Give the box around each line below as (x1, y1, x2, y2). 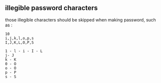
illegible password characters (5, 4, 98, 12)
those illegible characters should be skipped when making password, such (5, 17, 156, 22)
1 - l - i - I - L (5, 48, 43, 53)
